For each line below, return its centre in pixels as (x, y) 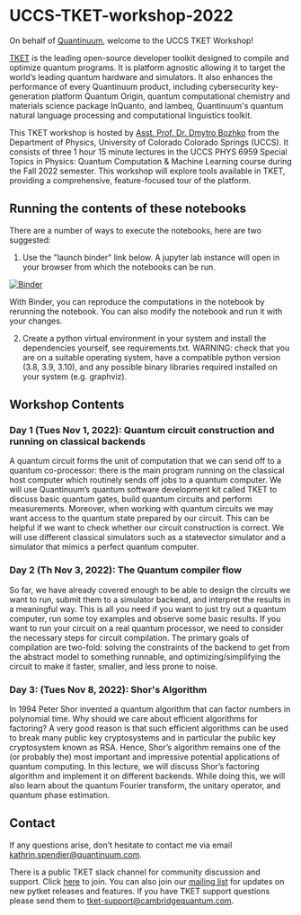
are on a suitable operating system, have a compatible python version (151, 357)
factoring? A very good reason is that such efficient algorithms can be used (149, 728)
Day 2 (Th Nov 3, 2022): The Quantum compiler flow (126, 570)
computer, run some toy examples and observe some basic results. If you (145, 618)
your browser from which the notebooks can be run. (119, 267)
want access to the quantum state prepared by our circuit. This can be (139, 519)
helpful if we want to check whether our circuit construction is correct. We (147, 528)
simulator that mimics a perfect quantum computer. (104, 547)
